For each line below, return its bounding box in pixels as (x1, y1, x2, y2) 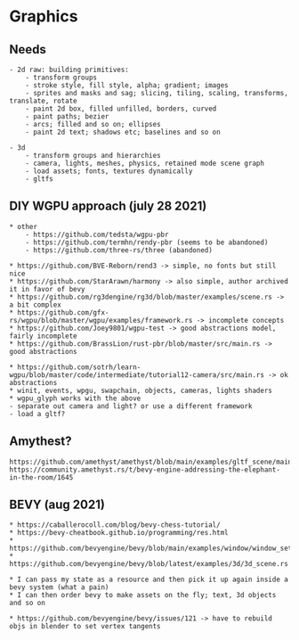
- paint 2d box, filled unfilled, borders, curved (25, 104, 217, 113)
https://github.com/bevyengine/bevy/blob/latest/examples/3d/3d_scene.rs (9, 560, 289, 569)
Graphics (9, 6, 78, 27)
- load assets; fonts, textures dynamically (25, 167, 193, 176)
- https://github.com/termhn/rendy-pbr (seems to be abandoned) (25, 238, 269, 247)
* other (9, 222, 38, 231)
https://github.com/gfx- (17, 308, 109, 317)
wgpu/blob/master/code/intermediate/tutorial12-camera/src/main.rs (9, 370, 265, 380)
